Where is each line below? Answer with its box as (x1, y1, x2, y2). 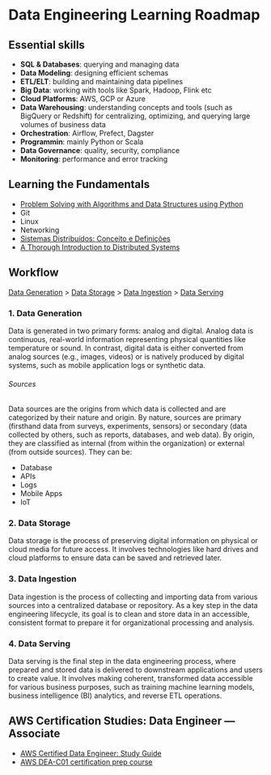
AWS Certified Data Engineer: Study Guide (19, 748, 162, 758)
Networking (19, 225, 60, 234)
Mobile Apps (19, 489, 63, 499)
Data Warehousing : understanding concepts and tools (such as (19, 103, 233, 112)
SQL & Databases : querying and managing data (19, 59, 180, 69)
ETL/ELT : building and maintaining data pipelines (19, 77, 184, 86)
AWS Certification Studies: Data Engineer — (8, 714, 235, 728)
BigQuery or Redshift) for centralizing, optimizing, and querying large (19, 111, 251, 121)
